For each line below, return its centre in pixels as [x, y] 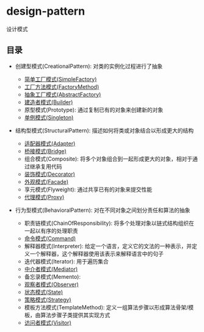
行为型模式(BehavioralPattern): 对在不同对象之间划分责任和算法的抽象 [103, 210]
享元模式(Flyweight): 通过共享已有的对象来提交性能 [88, 189]
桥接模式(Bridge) [46, 151]
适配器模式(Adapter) [50, 143]
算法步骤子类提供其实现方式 [75, 315]
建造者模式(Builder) [49, 102]
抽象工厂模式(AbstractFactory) [63, 94]
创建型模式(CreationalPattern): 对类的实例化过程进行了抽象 [89, 66]
